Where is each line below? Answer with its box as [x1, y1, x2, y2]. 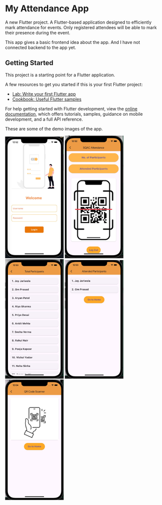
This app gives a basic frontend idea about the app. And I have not [5, 39, 140, 45]
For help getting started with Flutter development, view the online [5, 105, 138, 111]
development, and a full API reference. [5, 116, 83, 122]
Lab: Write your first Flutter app [12, 91, 76, 97]
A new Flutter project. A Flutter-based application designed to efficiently [5, 19, 152, 25]
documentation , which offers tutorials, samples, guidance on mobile [5, 111, 143, 117]
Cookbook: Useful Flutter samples [12, 96, 82, 102]
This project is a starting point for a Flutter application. [5, 72, 115, 78]
